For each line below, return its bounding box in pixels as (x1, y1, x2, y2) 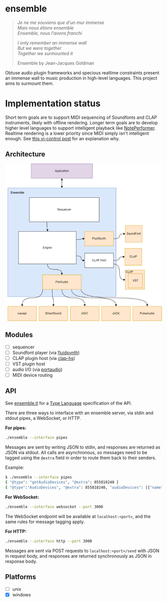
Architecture (5, 150, 46, 159)
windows (12, 592, 31, 598)
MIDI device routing (12, 372, 53, 378)
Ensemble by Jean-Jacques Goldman (17, 60, 94, 66)
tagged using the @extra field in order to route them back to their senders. (5, 455, 157, 461)
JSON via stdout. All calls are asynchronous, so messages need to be (5, 449, 148, 455)
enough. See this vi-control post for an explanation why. (5, 135, 120, 141)
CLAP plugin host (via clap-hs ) (12, 355, 76, 361)
